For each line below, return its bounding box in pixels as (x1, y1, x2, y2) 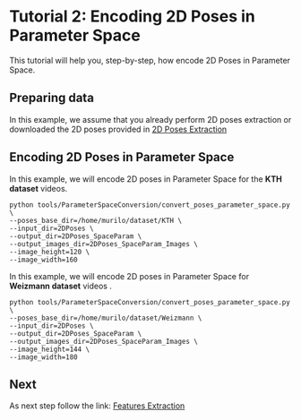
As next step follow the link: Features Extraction (9, 400, 185, 411)
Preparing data (9, 90, 94, 106)
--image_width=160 (9, 255, 78, 264)
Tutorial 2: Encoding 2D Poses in (9, 6, 255, 27)
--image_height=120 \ (9, 247, 90, 256)
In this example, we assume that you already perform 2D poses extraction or (9, 114, 292, 124)
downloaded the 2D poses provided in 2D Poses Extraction (9, 124, 228, 134)
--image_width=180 (9, 352, 78, 362)
